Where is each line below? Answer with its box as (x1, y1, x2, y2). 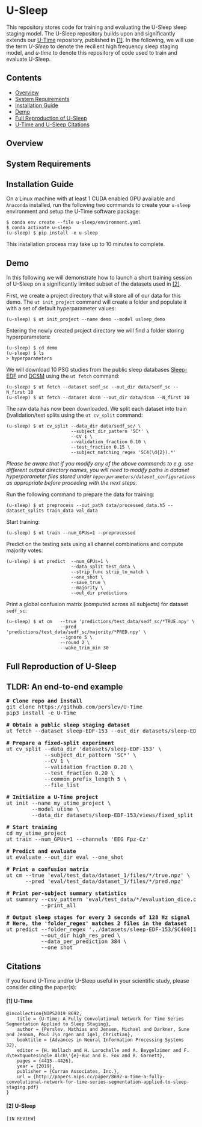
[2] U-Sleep (6, 1102, 36, 1110)
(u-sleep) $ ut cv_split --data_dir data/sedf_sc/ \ (6, 423, 141, 429)
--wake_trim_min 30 (60, 645, 109, 651)
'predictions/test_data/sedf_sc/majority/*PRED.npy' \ (6, 629, 147, 635)
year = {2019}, (17, 1063, 55, 1069)
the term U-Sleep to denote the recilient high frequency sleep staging (6, 43, 179, 50)
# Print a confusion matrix (6, 866, 89, 873)
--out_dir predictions (70, 590, 128, 596)
